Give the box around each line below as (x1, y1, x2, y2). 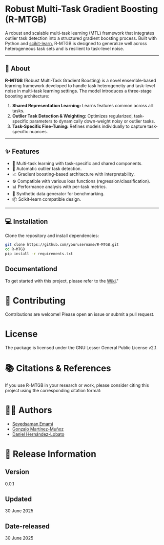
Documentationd (5, 265, 58, 273)
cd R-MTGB (5, 247, 25, 252)
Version (5, 468, 29, 476)
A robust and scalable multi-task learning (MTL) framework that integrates (5, 30, 155, 36)
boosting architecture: (5, 93, 50, 99)
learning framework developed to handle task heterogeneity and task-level (5, 82, 155, 89)
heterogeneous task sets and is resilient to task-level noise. (5, 46, 124, 51)
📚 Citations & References (5, 362, 111, 374)
